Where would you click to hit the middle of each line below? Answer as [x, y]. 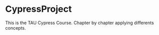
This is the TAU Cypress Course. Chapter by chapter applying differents [80, 23]
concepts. [16, 28]
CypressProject [38, 9]
